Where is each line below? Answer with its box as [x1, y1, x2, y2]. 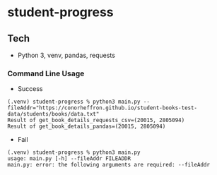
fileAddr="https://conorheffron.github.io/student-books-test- [7, 104, 198, 111]
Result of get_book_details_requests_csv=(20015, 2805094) [7, 117, 185, 124]
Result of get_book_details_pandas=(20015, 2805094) [7, 123, 166, 131]
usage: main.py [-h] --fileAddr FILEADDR [7, 155, 131, 162]
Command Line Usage [7, 68, 85, 78]
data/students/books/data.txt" [7, 111, 100, 118]
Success [17, 85, 43, 93]
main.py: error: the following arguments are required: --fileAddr [7, 162, 211, 169]
